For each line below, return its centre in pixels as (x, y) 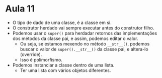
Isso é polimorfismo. (41, 59)
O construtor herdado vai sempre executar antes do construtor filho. (83, 27)
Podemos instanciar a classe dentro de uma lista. (63, 65)
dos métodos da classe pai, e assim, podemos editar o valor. (75, 38)
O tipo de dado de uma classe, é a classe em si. (62, 22)
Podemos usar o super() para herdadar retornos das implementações (85, 33)
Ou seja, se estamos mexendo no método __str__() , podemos (85, 43)
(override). (31, 54)
